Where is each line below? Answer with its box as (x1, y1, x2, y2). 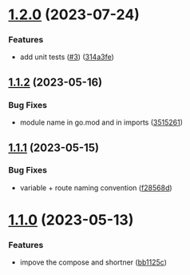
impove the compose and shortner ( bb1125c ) (19, 257, 168, 267)
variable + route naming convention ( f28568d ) (19, 182, 173, 193)
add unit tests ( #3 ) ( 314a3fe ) (19, 52, 114, 62)
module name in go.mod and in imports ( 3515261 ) (19, 118, 184, 127)
